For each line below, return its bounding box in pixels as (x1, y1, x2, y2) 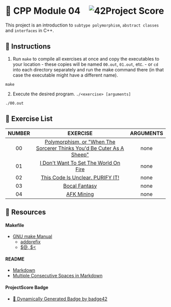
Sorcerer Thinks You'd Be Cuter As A (36, 144, 124, 151)
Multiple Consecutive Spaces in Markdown (12, 273, 103, 279)
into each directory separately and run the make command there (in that (12, 66, 164, 72)
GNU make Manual (12, 234, 52, 240)
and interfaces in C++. (5, 27, 54, 33)
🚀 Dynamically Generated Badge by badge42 (12, 296, 108, 302)
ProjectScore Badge (5, 284, 48, 290)
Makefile (5, 222, 24, 228)
